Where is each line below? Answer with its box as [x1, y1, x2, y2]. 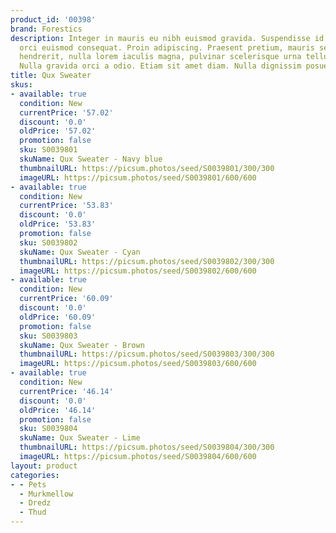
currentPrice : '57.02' [19, 107, 114, 118]
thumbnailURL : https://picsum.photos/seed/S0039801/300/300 [19, 163, 275, 173]
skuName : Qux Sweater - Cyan [19, 247, 141, 257]
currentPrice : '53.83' [19, 201, 114, 211]
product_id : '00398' [10, 14, 97, 25]
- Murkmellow [19, 489, 74, 499]
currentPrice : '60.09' [19, 294, 114, 304]
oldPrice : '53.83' [19, 219, 97, 230]
